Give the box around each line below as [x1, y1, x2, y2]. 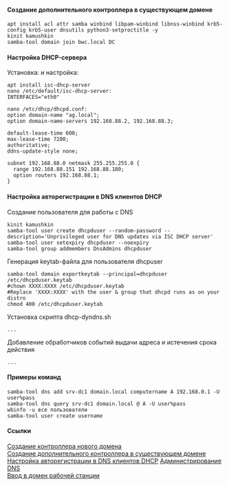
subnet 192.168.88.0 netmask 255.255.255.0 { [7, 160, 140, 167]
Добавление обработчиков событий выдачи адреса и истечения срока [7, 338, 217, 346]
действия [7, 345, 35, 353]
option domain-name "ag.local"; [7, 112, 100, 119]
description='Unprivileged [7, 233, 85, 240]
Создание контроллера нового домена [7, 442, 122, 450]
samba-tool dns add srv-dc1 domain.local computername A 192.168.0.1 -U [7, 388, 220, 395]
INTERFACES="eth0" [7, 93, 60, 101]
